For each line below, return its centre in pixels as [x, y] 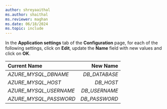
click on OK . [18, 54]
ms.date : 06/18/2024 [27, 24]
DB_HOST [107, 82]
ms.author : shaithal [27, 15]
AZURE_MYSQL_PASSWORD [42, 99]
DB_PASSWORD [99, 99]
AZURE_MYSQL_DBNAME [38, 74]
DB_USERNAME [100, 91]
